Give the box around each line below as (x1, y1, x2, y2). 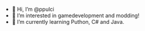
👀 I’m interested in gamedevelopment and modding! (11, 12, 140, 19)
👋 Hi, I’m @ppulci (11, 6, 55, 13)
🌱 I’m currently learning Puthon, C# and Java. (11, 18, 125, 25)
